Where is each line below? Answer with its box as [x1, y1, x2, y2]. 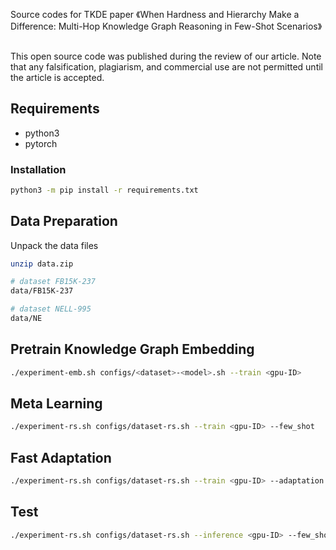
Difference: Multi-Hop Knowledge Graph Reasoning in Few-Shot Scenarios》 [10, 20, 323, 33]
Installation [10, 162, 67, 176]
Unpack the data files [10, 239, 99, 251]
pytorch [24, 137, 58, 149]
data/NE [10, 314, 43, 324]
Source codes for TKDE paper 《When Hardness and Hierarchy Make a [10, 9, 300, 21]
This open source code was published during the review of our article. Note [10, 50, 322, 62]
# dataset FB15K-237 [10, 277, 97, 287]
